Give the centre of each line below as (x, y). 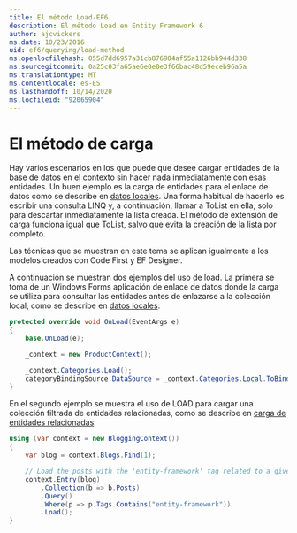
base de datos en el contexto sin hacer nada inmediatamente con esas (138, 177)
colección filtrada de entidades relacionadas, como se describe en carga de (148, 413)
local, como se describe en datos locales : (85, 305)
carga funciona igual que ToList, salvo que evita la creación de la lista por (143, 224)
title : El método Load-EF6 (59, 17)
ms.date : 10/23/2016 (47, 42)
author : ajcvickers (45, 34)
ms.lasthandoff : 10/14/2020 (61, 91)
